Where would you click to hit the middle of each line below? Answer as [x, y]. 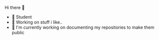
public [18, 32]
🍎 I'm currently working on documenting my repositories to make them [83, 27]
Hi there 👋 [15, 8]
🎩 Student [22, 17]
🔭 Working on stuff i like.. [37, 22]
